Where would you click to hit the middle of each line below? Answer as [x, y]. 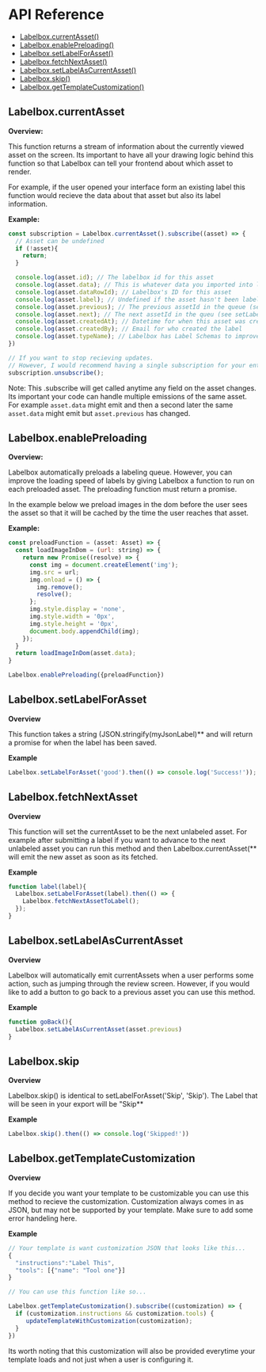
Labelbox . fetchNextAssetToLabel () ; [81, 901]
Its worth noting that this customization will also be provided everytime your [132, 1351]
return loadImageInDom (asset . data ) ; [76, 654]
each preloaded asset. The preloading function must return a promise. [123, 490]
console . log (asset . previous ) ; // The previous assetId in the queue [131, 307]
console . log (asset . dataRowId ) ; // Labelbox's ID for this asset [123, 292]
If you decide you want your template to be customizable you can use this [129, 1193]
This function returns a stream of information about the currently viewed [126, 146]
